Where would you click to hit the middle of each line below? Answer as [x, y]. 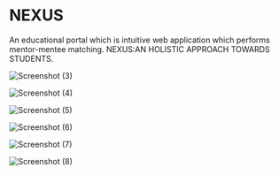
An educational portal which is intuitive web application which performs [139, 40]
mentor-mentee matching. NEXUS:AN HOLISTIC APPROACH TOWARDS [139, 49]
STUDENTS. [31, 58]
